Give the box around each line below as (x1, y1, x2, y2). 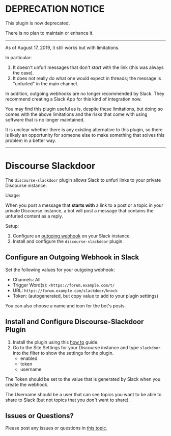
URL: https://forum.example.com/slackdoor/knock (12, 287, 118, 294)
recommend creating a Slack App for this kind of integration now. (5, 95, 142, 102)
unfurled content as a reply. (5, 213, 64, 219)
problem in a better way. (5, 137, 56, 143)
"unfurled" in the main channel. (12, 80, 78, 87)
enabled (20, 355, 38, 361)
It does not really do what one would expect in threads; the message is (12, 75, 161, 81)
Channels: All (12, 276, 41, 282)
